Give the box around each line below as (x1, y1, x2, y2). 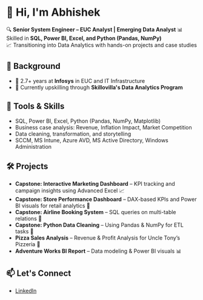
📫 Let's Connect (6, 268, 72, 278)
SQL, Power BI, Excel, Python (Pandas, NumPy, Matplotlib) (15, 117, 161, 125)
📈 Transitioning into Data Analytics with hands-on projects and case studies (6, 41, 197, 48)
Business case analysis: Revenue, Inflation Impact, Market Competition (15, 123, 192, 131)
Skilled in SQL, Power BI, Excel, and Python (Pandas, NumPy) (6, 34, 162, 42)
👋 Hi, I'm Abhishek (6, 5, 101, 19)
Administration (15, 143, 52, 150)
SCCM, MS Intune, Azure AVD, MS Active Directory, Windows (15, 136, 168, 144)
